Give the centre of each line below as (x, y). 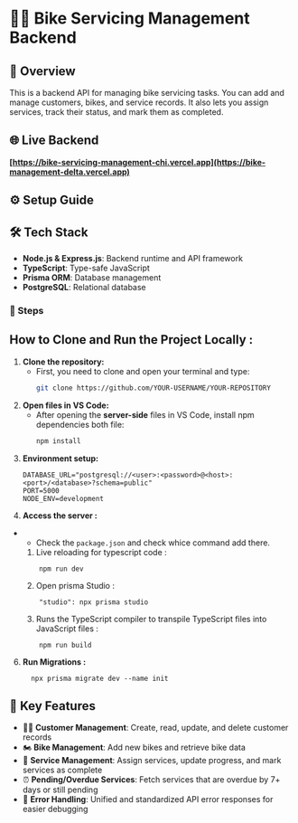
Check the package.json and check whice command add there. (153, 543)
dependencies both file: (80, 424)
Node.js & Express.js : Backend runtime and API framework (133, 259)
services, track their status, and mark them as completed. (116, 112)
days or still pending (60, 790)
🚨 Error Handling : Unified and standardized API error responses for (148, 799)
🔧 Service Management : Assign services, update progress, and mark (152, 761)
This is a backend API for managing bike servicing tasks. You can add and (147, 93)
